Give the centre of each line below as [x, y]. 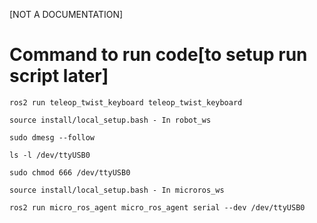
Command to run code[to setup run [158, 55]
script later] [59, 76]
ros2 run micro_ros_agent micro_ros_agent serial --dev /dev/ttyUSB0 [157, 207]
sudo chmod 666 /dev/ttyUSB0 [70, 172]
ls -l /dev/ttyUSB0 [50, 155]
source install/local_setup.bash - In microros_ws [117, 190]
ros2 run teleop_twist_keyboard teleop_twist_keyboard [126, 102]
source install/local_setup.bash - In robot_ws [110, 120]
